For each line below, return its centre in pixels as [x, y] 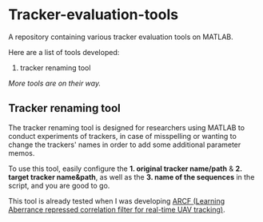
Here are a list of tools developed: [64, 52]
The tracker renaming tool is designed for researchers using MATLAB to [127, 127]
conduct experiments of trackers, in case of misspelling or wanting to [123, 136]
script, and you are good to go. [59, 185]
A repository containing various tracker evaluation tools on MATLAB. [121, 37]
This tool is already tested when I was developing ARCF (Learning [117, 200]
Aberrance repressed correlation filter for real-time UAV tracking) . [117, 209]
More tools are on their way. [55, 83]
